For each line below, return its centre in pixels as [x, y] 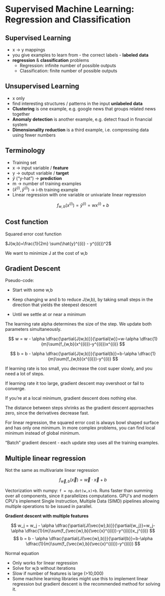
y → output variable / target [41, 173]
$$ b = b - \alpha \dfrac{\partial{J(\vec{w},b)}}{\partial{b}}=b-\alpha [83, 538]
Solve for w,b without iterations [44, 568]
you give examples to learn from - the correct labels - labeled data [80, 55]
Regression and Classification [68, 20]
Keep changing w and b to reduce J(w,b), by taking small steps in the [82, 300]
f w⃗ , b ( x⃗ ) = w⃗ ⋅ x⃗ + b [83, 480]
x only [19, 98]
